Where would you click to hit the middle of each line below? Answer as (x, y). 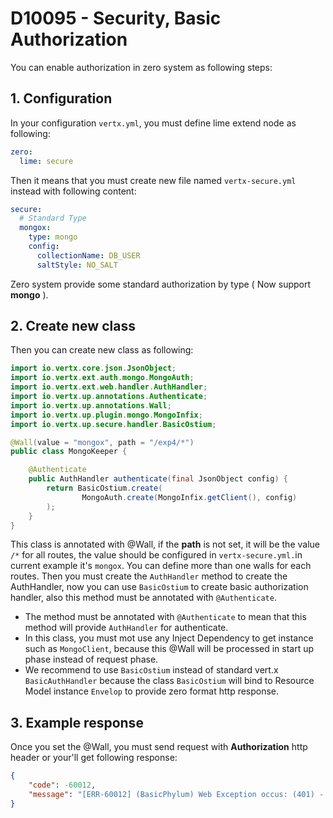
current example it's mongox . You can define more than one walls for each (161, 566)
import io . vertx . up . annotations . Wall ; (91, 405)
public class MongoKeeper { (69, 452)
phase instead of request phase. (91, 659)
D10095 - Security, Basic (116, 18)
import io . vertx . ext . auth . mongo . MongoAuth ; (102, 378)
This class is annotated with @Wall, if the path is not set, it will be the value (165, 544)
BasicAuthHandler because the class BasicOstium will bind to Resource (169, 681)
